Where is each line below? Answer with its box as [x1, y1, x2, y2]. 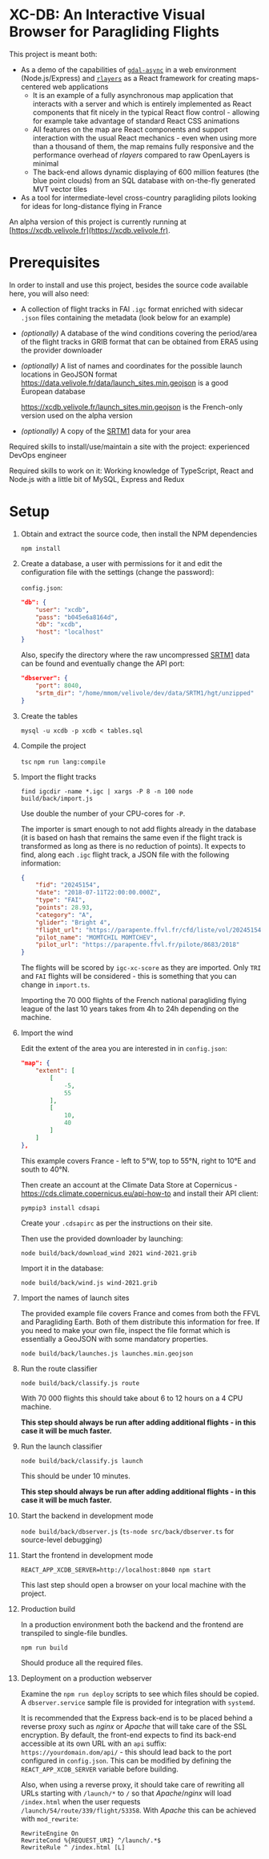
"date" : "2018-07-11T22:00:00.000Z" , [35, 889, 162, 897]
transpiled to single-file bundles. [20, 1628, 128, 1637]
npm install [20, 544, 61, 552]
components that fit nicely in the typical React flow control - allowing [32, 107, 260, 117]
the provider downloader [20, 345, 102, 355]
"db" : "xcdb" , [35, 621, 82, 629]
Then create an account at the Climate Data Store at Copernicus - [20, 1180, 238, 1189]
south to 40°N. [20, 1164, 70, 1174]
